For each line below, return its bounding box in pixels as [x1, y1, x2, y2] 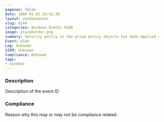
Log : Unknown [5, 43, 32, 48]
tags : [5, 57, 16, 62]
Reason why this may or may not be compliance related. [5, 111, 118, 117]
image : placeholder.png [5, 30, 54, 35]
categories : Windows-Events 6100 [5, 25, 73, 30]
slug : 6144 [5, 20, 27, 26]
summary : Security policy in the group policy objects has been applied [5, 35, 156, 39]
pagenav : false [5, 7, 36, 12]
